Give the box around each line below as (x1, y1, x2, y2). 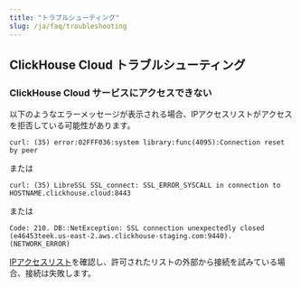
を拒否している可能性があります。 (9, 120, 136, 131)
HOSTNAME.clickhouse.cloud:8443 (9, 189, 131, 199)
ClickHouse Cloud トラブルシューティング (9, 57, 246, 72)
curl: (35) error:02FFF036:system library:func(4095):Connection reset (9, 138, 285, 147)
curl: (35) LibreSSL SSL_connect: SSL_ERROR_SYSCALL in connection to (9, 181, 281, 190)
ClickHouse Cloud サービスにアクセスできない (9, 87, 212, 99)
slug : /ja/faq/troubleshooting (9, 22, 127, 31)
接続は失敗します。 (24, 268, 97, 279)
